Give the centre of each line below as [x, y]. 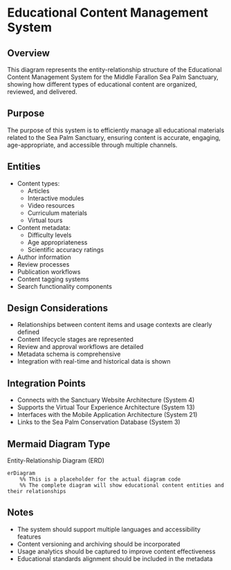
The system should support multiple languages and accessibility [109, 529]
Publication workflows [49, 271]
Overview [29, 53]
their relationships [37, 492]
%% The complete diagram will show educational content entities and [122, 486]
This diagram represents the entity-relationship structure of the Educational [115, 70]
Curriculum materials [57, 213]
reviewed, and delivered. [42, 92]
